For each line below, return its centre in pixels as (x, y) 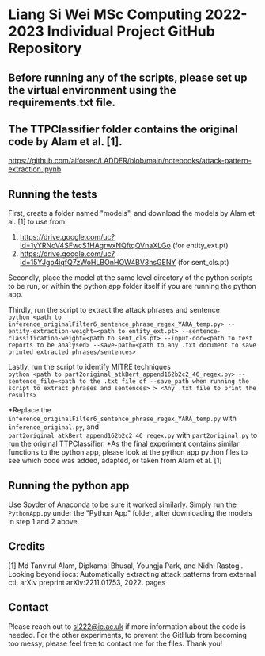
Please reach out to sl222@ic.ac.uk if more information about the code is (127, 626)
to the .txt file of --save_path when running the (164, 382)
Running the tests (53, 194)
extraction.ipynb (35, 169)
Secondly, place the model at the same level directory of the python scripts (131, 278)
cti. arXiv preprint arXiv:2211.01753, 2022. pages (87, 582)
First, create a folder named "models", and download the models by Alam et (132, 213)
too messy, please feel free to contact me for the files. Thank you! (115, 643)
